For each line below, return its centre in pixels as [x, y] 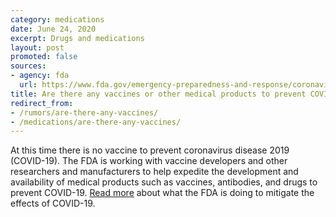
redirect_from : [42, 103]
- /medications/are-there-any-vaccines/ [96, 122]
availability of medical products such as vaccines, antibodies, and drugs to [164, 182]
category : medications [57, 19]
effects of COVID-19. [53, 203]
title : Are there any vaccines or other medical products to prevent [158, 94]
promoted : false [44, 57]
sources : [28, 66]
